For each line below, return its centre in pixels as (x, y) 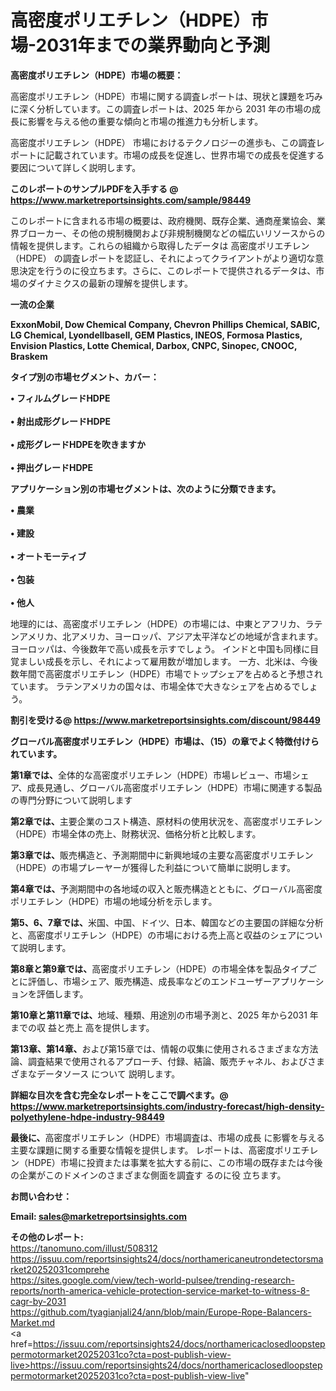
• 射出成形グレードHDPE (61, 421)
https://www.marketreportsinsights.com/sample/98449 (131, 200)
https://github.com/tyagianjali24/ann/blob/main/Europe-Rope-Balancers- (161, 1312)
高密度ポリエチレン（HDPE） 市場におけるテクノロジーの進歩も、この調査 (163, 142)
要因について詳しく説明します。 (76, 167)
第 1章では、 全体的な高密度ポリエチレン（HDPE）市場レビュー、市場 (151, 775)
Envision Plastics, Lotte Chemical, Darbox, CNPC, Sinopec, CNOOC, (154, 345)
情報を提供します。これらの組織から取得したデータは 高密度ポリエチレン (160, 245)
